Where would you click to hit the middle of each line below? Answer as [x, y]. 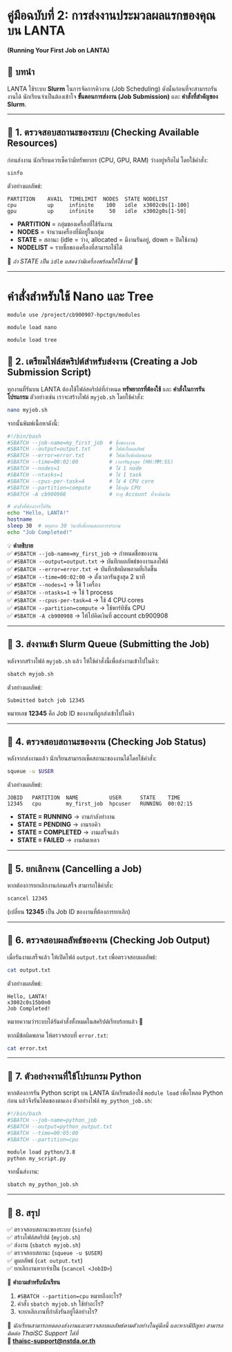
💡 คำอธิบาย [20, 545]
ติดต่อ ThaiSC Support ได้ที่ [43, 1333]
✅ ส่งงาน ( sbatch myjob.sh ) [44, 1245]
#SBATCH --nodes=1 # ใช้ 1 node [75, 469]
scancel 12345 [28, 898]
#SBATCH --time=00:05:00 [43, 1133]
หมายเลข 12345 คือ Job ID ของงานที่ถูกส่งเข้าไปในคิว [71, 713]
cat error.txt [28, 1048]
